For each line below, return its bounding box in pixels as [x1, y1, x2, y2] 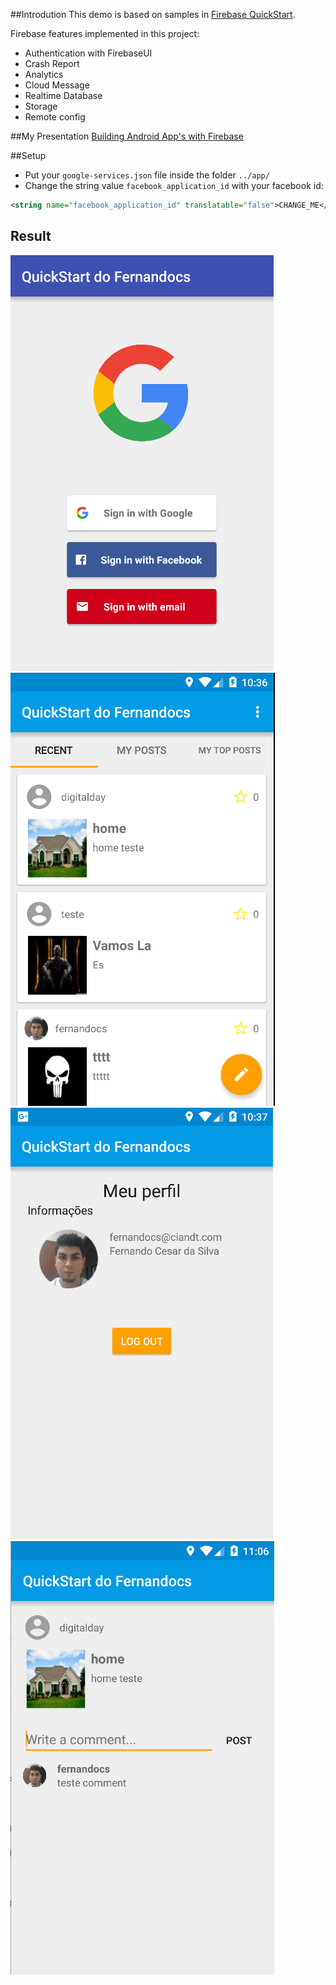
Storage [24, 100, 58, 112]
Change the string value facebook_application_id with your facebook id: [24, 180, 324, 191]
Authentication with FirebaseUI [24, 47, 153, 59]
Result [10, 228, 52, 245]
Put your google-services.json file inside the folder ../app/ [24, 169, 270, 181]
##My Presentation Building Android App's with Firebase [10, 130, 244, 142]
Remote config [24, 111, 86, 123]
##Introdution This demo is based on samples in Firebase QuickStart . [10, 9, 296, 20]
